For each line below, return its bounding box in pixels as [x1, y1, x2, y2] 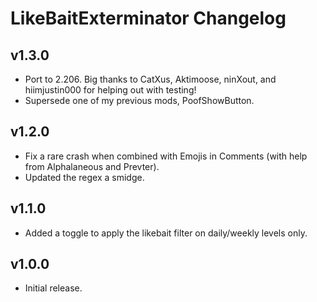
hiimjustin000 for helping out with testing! [24, 84, 197, 96]
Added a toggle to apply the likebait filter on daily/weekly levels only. [24, 227, 308, 239]
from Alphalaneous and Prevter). [24, 160, 160, 172]
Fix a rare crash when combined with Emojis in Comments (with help [24, 150, 308, 162]
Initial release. [24, 282, 83, 294]
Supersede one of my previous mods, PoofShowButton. [24, 95, 255, 106]
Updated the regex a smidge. [24, 171, 145, 183]
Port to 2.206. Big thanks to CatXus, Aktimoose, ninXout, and [24, 73, 277, 85]
